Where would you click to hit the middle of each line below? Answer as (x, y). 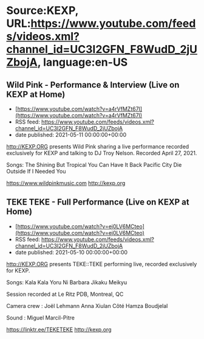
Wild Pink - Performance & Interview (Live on (93, 85)
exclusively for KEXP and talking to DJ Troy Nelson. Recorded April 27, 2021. (102, 153)
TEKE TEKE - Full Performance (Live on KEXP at (98, 202)
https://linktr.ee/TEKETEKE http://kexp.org (59, 329)
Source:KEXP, (42, 11)
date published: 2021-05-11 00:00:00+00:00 (70, 135)
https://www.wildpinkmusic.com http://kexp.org (66, 183)
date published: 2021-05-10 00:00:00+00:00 (71, 252)
